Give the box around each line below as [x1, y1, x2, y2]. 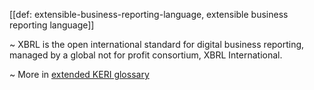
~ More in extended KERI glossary [9, 69, 150, 80]
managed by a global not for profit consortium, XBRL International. [9, 49, 283, 61]
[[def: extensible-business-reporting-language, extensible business [9, 9, 289, 20]
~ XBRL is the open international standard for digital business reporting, [9, 39, 305, 50]
